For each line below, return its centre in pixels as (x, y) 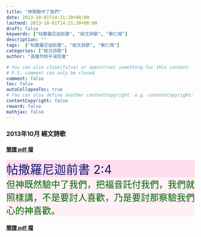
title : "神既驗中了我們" (34, 12)
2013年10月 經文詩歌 (36, 134)
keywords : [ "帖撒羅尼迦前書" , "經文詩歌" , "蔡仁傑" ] (67, 34)
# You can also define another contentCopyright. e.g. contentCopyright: (100, 95)
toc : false (20, 84)
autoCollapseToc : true (34, 90)
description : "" (26, 40)
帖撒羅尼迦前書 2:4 (59, 169)
